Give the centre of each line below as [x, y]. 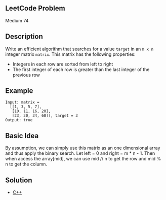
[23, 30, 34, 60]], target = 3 [45, 116]
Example [19, 91]
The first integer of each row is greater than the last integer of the [81, 69]
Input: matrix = [22, 103]
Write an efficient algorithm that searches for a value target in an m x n [79, 49]
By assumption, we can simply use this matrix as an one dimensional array [83, 148]
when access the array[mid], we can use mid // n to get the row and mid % [83, 159]
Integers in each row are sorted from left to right [63, 64]
